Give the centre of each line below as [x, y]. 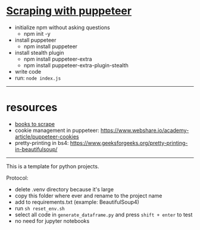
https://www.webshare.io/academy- [145, 130]
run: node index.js [38, 78]
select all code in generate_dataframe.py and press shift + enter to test [104, 215]
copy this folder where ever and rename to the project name [88, 196]
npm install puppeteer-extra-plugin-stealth [76, 65]
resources [32, 108]
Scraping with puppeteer [69, 11]
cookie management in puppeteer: [57, 130]
